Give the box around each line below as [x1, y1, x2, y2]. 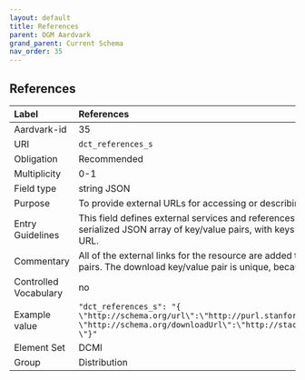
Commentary [14, 255, 70, 267]
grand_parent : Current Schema [9, 38, 124, 48]
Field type [14, 182, 57, 195]
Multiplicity [14, 167, 62, 180]
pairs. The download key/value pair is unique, [78, 260, 271, 273]
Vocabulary [14, 286, 64, 299]
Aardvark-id [14, 123, 67, 135]
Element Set [14, 341, 65, 354]
